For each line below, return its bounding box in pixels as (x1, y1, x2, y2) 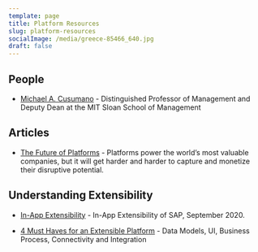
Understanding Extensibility (8, 189, 153, 202)
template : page (8, 11, 60, 20)
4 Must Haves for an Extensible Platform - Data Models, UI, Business (19, 225, 250, 236)
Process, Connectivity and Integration (19, 234, 147, 244)
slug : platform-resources (8, 27, 96, 35)
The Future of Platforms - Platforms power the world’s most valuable (19, 147, 249, 157)
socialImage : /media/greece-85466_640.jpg (8, 34, 154, 43)
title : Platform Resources (8, 20, 100, 28)
